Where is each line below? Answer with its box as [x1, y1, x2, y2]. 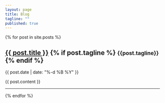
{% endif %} [5, 56, 44, 64]
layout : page [5, 7, 32, 12]
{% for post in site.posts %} [5, 34, 61, 40]
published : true [5, 21, 38, 26]
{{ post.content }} [5, 79, 41, 85]
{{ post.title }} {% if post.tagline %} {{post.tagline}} [5, 49, 159, 57]
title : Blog [5, 12, 29, 17]
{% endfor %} [5, 93, 33, 99]
